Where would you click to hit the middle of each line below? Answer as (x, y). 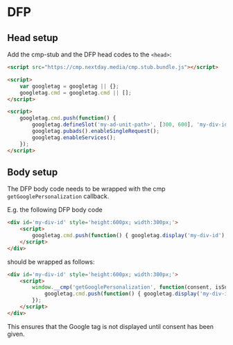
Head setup (33, 38)
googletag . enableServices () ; (74, 137)
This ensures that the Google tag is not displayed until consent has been (110, 326)
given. (16, 334)
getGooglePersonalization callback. (58, 196)
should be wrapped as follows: (51, 262)
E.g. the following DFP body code (55, 210)
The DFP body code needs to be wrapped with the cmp (86, 189)
